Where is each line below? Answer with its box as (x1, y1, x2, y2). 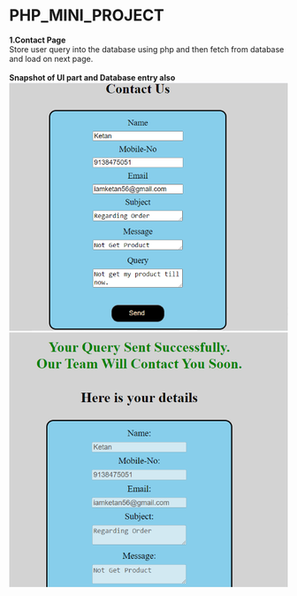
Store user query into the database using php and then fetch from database (9, 43, 285, 54)
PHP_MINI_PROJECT (9, 5, 165, 26)
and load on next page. (9, 53, 94, 64)
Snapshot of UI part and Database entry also (9, 72, 176, 82)
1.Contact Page (9, 35, 66, 45)
